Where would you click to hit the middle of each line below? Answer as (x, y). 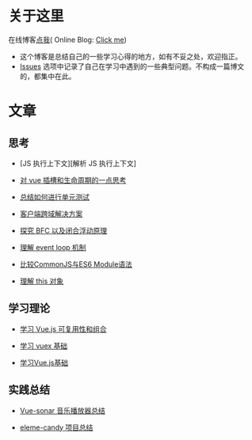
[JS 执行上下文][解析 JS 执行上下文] (78, 163)
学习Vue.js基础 (44, 362)
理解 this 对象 (42, 281)
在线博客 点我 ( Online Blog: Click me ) (67, 40)
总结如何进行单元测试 (54, 197)
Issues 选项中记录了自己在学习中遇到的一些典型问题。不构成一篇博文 (132, 66)
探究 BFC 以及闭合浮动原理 (63, 230)
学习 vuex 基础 (44, 346)
